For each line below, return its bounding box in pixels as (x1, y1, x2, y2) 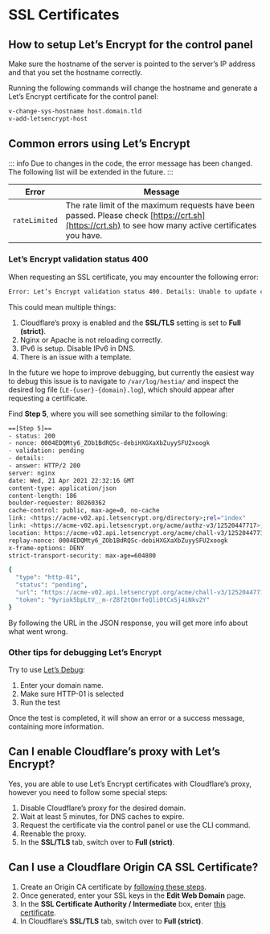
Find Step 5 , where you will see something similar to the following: (8, 409, 227, 418)
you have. (65, 229, 103, 241)
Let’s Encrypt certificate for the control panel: (8, 92, 159, 101)
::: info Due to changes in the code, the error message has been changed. (8, 158, 253, 168)
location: (8, 529, 42, 537)
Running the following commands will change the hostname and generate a (8, 83, 258, 93)
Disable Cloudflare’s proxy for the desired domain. (19, 803, 186, 813)
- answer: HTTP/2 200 (8, 462, 81, 470)
